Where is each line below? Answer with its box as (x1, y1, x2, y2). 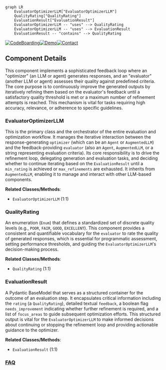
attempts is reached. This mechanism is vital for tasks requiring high (5, 99, 146, 105)
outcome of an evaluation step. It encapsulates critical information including (5, 295, 161, 301)
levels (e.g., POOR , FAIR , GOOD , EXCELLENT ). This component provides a (5, 225, 145, 231)
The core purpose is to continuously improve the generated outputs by (5, 83, 151, 90)
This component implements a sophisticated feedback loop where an (5, 68, 148, 74)
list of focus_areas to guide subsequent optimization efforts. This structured (5, 311, 161, 317)
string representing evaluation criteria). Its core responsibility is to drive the (5, 150, 160, 156)
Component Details (5, 54, 66, 63)
